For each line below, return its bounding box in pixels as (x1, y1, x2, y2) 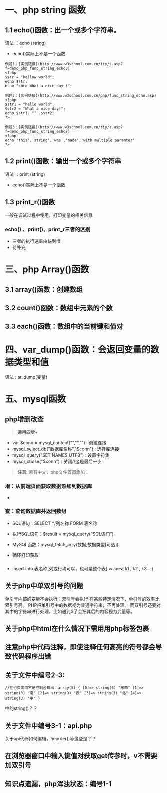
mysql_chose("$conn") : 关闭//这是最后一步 (12, 458, 102, 465)
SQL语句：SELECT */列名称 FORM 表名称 (12, 520, 97, 526)
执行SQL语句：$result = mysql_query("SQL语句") (12, 531, 114, 537)
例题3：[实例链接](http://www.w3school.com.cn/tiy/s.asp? (5, 125, 123, 130)
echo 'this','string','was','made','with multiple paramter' (5, 138, 135, 143)
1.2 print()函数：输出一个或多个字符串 (5, 157, 121, 165)
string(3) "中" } (5, 696, 41, 701)
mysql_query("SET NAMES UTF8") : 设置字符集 (12, 452, 110, 458)
